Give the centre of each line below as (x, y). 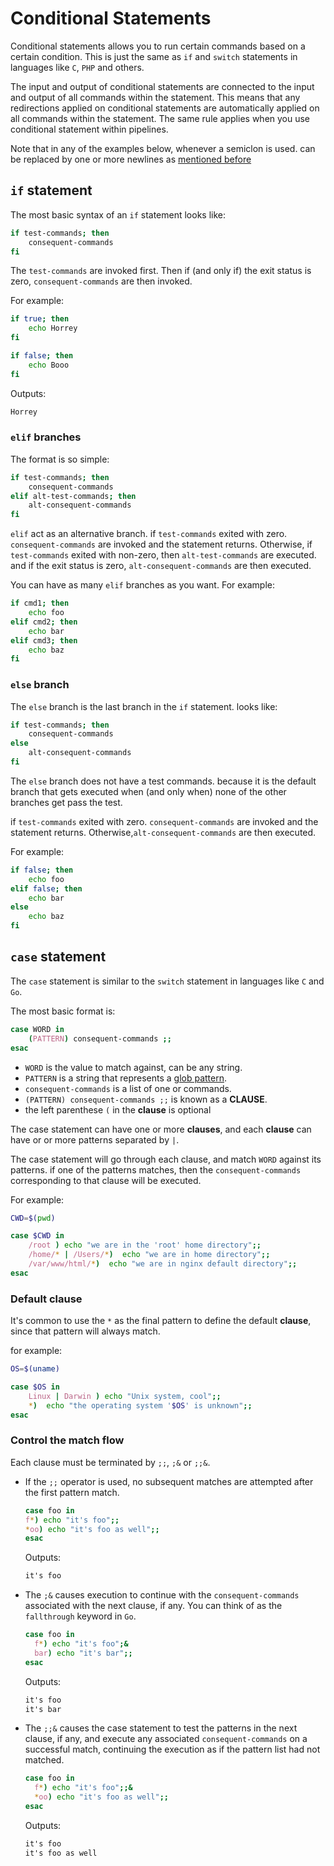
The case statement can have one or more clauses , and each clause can (161, 1129)
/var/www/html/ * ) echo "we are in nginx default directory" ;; (163, 1264)
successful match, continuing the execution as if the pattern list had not (172, 1749)
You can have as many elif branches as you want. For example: (143, 585)
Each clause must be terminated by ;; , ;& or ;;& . (110, 1462)
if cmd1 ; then (40, 603)
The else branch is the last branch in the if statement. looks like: (144, 706)
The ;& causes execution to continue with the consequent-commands (162, 1595)
